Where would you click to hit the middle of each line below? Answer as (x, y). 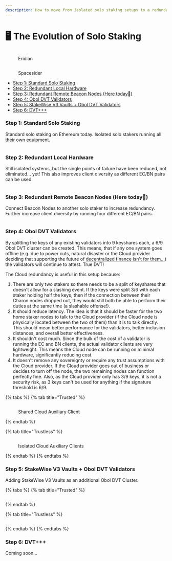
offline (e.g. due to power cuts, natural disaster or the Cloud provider (78, 253)
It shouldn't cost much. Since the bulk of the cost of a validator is (81, 339)
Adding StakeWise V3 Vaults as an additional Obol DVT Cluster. (72, 480)
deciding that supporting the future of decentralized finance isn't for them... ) (86, 259)
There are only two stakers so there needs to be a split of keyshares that (89, 284)
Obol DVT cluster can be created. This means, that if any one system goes (84, 248)
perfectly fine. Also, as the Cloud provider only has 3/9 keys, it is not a (87, 376)
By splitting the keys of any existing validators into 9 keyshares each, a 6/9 (84, 242)
